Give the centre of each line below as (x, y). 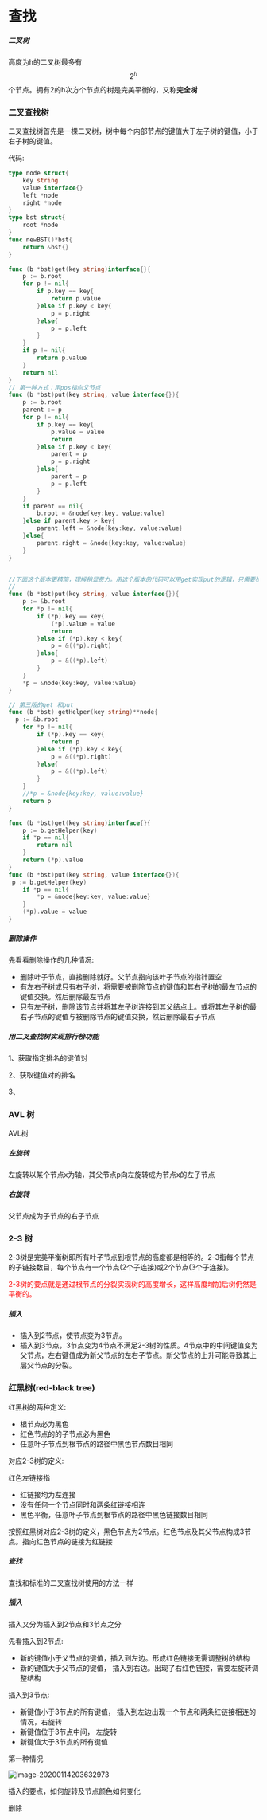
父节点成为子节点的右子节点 (54, 1216)
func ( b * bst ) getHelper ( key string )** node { (83, 712)
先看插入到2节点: (36, 1641)
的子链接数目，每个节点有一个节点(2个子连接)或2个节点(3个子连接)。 (121, 1267)
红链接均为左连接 (48, 1494)
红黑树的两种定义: (37, 1406)
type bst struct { (37, 218)
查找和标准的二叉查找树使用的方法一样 (71, 1583)
